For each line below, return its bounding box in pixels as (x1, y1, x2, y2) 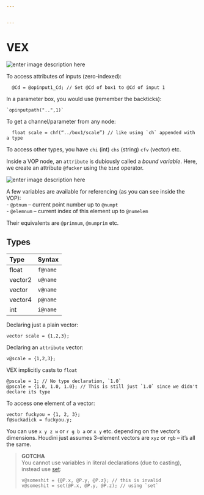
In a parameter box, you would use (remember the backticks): (6, 95, 162, 102)
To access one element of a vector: (6, 399, 95, 407)
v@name (37, 286, 57, 293)
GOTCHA (21, 452, 45, 459)
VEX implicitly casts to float (6, 366, 78, 374)
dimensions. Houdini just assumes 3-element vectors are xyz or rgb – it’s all (6, 434, 195, 441)
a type (6, 135, 23, 141)
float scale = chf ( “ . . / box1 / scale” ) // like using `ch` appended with (12, 129, 195, 135)
